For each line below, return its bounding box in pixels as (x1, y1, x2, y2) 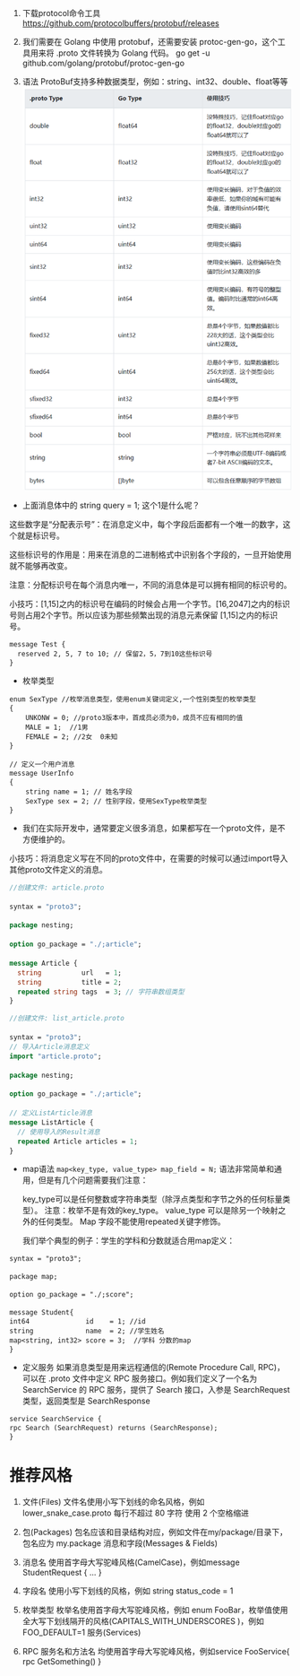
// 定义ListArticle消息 (9, 1108, 92, 1118)
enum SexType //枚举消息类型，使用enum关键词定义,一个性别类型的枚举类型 (9, 694, 257, 704)
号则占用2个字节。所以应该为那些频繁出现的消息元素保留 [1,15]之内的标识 (9, 609, 279, 621)
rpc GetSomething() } (21, 1656, 102, 1667)
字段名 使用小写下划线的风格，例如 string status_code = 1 (21, 1585, 234, 1596)
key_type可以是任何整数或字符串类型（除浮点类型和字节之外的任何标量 (21, 1194, 283, 1204)
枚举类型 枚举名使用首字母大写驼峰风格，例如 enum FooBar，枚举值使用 (21, 1604, 288, 1616)
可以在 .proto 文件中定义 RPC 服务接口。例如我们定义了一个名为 (21, 1373, 258, 1384)
